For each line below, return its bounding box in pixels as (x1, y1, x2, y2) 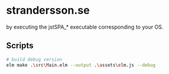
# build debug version (6, 56, 62, 63)
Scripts (6, 41, 34, 51)
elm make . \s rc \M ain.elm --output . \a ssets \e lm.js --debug (6, 62, 156, 68)
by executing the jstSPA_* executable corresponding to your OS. (6, 23, 164, 30)
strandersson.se (6, 4, 90, 17)
